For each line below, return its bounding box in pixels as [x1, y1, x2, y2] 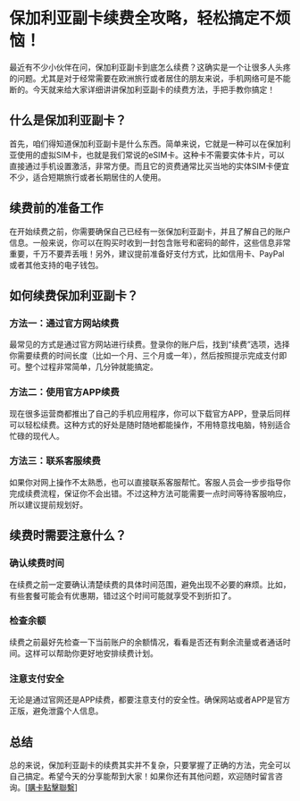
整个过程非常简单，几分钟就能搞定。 [24, 361, 158, 372]
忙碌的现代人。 [9, 430, 64, 441]
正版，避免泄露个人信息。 [9, 705, 104, 716]
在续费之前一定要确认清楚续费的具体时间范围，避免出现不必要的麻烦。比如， [9, 578, 291, 590]
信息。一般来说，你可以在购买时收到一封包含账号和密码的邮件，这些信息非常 [9, 237, 291, 248]
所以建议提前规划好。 [9, 499, 87, 510]
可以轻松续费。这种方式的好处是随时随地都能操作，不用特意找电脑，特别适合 [9, 419, 291, 430]
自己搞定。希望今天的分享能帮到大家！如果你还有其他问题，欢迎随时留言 [9, 771, 275, 781]
